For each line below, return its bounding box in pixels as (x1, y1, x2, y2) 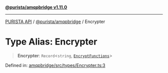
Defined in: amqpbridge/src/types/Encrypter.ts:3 (5, 62, 105, 68)
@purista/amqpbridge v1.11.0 (5, 4, 67, 10)
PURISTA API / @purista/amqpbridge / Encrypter (5, 18, 105, 24)
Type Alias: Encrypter (5, 36, 97, 47)
